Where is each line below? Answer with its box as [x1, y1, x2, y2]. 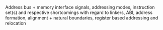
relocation [5, 20, 26, 26]
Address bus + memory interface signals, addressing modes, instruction [5, 4, 155, 10]
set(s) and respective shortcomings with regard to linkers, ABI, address [5, 9, 152, 15]
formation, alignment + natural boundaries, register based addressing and [5, 15, 158, 20]
